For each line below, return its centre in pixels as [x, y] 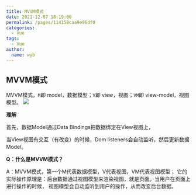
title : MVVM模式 [25, 11]
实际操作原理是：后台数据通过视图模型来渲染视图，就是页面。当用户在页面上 [98, 179]
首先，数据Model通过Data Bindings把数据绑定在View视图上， [80, 127]
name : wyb [23, 55]
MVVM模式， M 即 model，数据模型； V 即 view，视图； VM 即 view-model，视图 [98, 95]
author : [16, 50]
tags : [13, 39]
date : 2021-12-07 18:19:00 [39, 17]
